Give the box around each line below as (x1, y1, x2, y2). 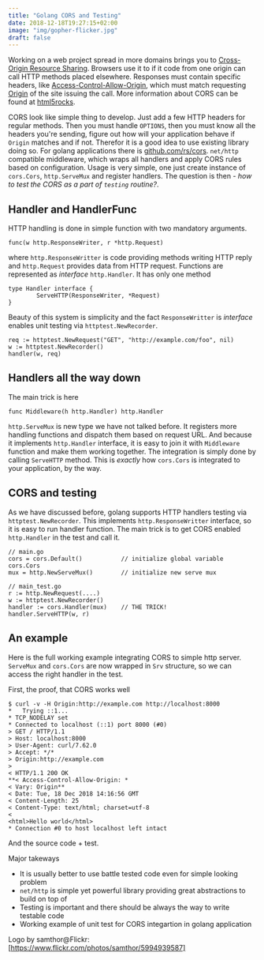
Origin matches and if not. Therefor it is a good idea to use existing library (8, 137, 250, 147)
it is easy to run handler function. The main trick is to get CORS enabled (8, 524, 241, 533)
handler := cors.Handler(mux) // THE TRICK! (8, 603, 168, 611)
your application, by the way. (8, 463, 102, 472)
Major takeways (8, 853, 60, 863)
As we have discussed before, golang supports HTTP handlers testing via (8, 507, 247, 517)
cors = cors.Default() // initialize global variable (8, 555, 224, 563)
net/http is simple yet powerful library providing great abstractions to (19, 886, 246, 895)
